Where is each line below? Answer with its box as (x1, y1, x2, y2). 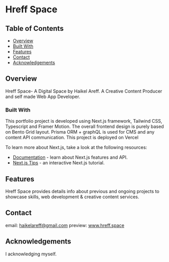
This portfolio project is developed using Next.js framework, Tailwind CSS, (5, 118, 163, 124)
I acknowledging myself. (5, 251, 57, 257)
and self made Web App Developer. (5, 93, 81, 100)
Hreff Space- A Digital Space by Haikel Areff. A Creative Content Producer (5, 88, 163, 94)
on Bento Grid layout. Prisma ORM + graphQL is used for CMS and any (5, 129, 155, 135)
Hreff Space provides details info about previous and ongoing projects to (5, 188, 160, 194)
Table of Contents (5, 24, 64, 33)
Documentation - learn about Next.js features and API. (12, 154, 128, 160)
